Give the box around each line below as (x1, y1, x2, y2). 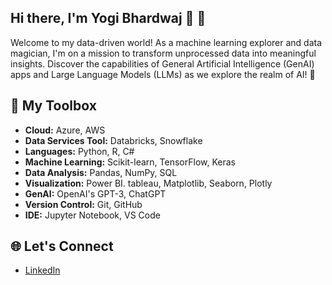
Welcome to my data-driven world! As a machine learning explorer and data (10, 36, 323, 48)
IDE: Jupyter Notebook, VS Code (24, 209, 161, 221)
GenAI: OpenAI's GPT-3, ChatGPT (24, 187, 167, 200)
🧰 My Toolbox (10, 97, 97, 115)
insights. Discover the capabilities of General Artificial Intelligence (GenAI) (10, 57, 315, 70)
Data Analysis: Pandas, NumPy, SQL (24, 166, 178, 178)
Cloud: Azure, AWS (24, 124, 106, 136)
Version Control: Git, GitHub (24, 198, 143, 210)
